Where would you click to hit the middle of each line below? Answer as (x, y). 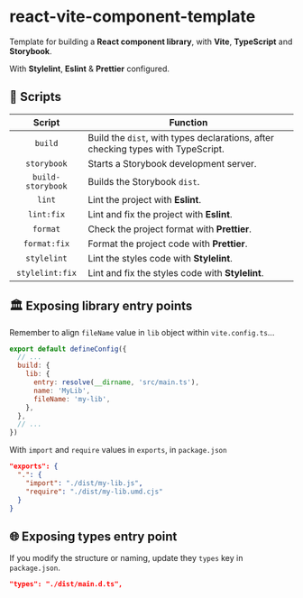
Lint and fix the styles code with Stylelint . (176, 272)
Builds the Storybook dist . (144, 181)
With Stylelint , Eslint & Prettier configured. (89, 69)
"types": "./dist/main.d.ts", (66, 584)
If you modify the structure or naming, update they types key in (126, 558)
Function (188, 122)
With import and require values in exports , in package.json (118, 450)
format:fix (46, 244)
